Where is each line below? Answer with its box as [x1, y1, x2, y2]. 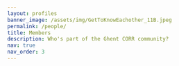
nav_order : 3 [7, 49, 45, 56]
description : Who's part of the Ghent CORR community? [7, 36, 169, 43]
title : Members [7, 29, 51, 36]
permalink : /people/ [7, 23, 67, 30]
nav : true [7, 42, 36, 49]
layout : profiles [7, 10, 58, 17]
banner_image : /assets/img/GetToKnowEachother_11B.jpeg [7, 16, 172, 23]
